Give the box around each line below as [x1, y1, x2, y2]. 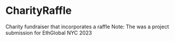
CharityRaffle [5, 4, 72, 17]
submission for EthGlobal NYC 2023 [5, 29, 92, 36]
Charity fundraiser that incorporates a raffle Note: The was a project [5, 23, 169, 30]
